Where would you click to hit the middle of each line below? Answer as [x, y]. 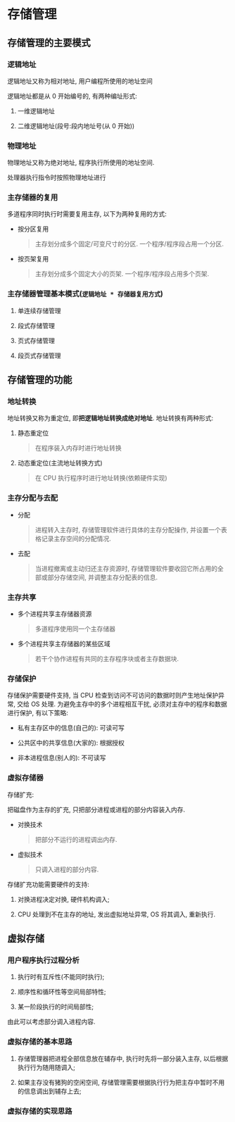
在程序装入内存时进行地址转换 [78, 448]
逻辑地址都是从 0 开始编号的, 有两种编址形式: [72, 96]
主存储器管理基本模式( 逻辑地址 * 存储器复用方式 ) [85, 294]
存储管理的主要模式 [49, 43]
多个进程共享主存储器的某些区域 [64, 644]
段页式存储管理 [39, 355]
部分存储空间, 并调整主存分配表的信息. [103, 577]
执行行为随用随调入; [46, 1067]
